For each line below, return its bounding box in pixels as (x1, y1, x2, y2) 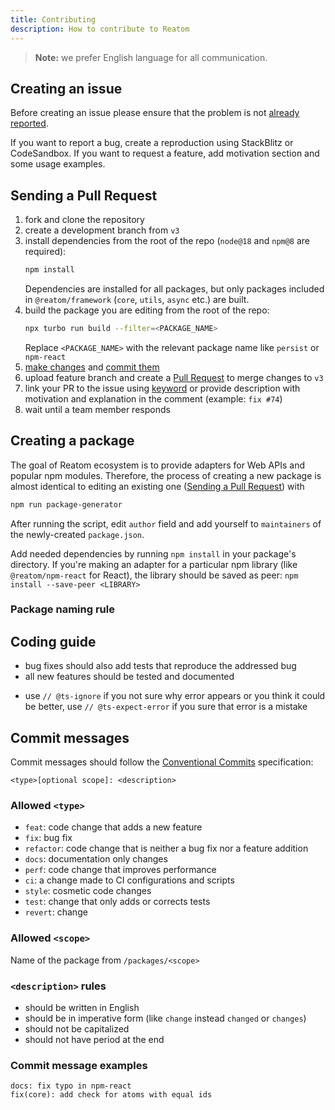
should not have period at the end (24, 1034, 165, 1045)
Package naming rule (10, 602, 115, 616)
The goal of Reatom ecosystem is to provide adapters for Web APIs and (10, 459, 305, 471)
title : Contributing (10, 14, 97, 25)
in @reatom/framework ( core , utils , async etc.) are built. (24, 294, 250, 305)
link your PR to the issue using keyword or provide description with (24, 382, 301, 394)
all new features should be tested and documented (24, 671, 235, 683)
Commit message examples (10, 1058, 148, 1072)
